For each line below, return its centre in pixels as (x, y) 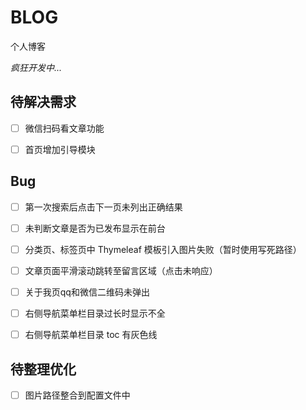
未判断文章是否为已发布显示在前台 (95, 228)
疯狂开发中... (36, 67)
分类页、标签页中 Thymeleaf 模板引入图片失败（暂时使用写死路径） (163, 249)
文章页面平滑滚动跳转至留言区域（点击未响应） (121, 270)
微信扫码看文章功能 (64, 128)
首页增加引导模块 (60, 149)
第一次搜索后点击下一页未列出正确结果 (103, 207)
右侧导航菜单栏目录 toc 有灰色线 (91, 335)
